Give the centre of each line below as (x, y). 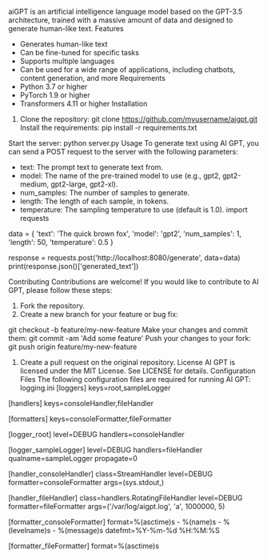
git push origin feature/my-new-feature (73, 347)
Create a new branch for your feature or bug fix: (99, 314)
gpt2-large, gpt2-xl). (84, 184)
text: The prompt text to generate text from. (92, 167)
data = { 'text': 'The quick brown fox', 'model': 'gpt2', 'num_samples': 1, (125, 234)
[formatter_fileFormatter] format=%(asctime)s (84, 546)
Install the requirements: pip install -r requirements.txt (108, 128)
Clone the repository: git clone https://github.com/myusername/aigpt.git (139, 119)
